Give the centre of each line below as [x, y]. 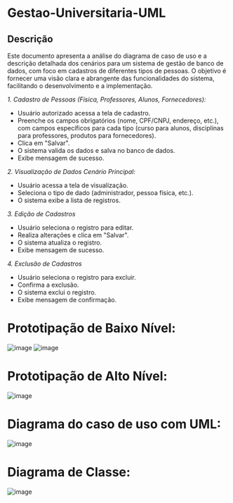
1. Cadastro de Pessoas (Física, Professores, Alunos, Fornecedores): [107, 99]
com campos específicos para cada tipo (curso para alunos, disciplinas [120, 128]
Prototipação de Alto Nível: [87, 377]
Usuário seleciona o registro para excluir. [76, 277]
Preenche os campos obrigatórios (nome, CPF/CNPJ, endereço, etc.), [118, 120]
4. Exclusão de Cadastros [45, 263]
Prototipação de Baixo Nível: [92, 328]
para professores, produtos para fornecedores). [87, 136]
